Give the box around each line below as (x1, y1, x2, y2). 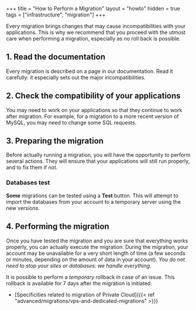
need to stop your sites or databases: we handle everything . (6, 262, 152, 269)
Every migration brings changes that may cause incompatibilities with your (6, 23, 186, 29)
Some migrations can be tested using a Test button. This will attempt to (6, 192, 178, 199)
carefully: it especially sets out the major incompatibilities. (6, 73, 146, 81)
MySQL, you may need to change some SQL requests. (6, 119, 137, 126)
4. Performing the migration (6, 221, 109, 231)
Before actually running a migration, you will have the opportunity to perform (6, 151, 191, 159)
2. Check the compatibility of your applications (6, 91, 181, 101)
